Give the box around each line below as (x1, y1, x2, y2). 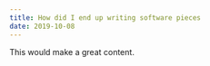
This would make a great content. (9, 46, 135, 57)
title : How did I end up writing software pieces (9, 13, 202, 23)
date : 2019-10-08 (9, 22, 75, 31)
